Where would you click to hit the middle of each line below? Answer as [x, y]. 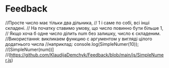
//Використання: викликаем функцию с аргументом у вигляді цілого [79, 39]
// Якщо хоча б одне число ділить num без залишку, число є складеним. [83, 33]
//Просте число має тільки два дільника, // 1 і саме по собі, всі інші [77, 23]
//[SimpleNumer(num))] [30, 49]
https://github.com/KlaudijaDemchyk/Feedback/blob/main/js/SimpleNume [87, 55]
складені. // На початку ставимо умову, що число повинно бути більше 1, [84, 28]
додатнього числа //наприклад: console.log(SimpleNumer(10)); [72, 44]
